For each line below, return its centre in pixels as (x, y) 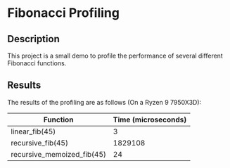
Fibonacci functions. (37, 63)
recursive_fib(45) (40, 143)
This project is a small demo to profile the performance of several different (115, 56)
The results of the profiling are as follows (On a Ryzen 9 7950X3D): (104, 102)
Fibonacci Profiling (63, 13)
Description (33, 39)
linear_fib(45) (33, 131)
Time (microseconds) (150, 119)
